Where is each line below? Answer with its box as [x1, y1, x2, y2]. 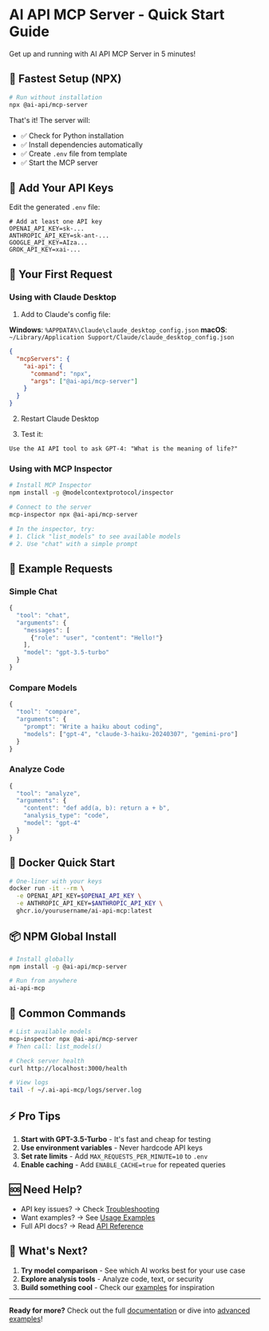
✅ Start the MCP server [20, 157, 98, 167]
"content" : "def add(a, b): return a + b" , [23, 804, 171, 812]
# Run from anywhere [9, 976, 78, 985]
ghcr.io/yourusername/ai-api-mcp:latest [16, 907, 152, 915]
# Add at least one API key [9, 218, 103, 226]
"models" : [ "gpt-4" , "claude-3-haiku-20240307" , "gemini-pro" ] [23, 730, 239, 738]
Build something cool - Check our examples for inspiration [20, 1282, 215, 1292]
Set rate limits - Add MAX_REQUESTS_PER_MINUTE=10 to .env [20, 1151, 208, 1161]
